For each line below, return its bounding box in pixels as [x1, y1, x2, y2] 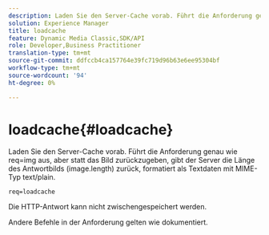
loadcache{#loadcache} [8, 120, 174, 139]
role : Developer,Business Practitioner [8, 42, 142, 50]
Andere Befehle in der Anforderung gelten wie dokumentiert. [8, 217, 208, 227]
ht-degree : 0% [8, 79, 56, 87]
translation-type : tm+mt [8, 49, 91, 57]
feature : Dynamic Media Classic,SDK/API [8, 34, 146, 43]
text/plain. [22, 172, 56, 182]
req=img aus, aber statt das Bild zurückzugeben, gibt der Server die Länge [8, 156, 255, 165]
